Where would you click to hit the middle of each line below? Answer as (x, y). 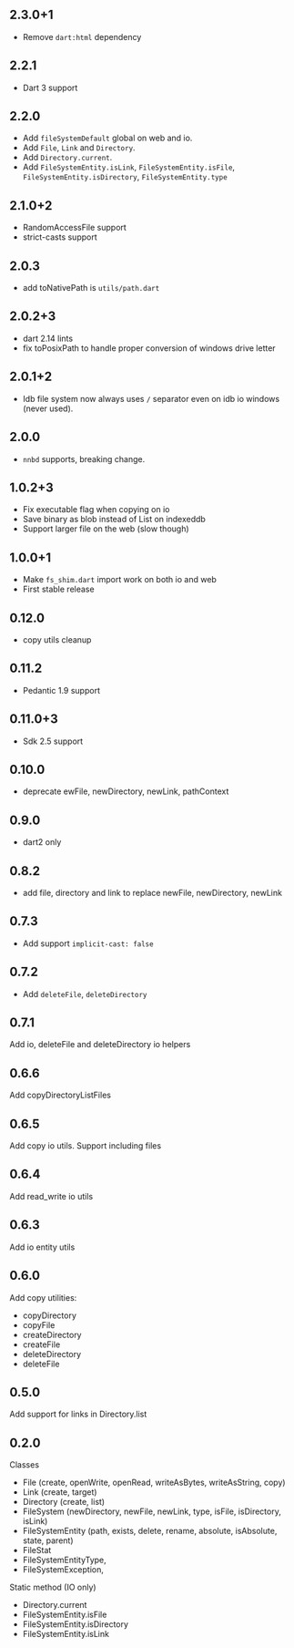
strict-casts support (60, 237)
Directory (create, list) (64, 1502)
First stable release (58, 589)
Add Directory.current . (67, 158)
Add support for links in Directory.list (78, 1414)
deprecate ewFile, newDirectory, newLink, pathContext (126, 791)
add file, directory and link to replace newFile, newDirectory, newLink (152, 893)
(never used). (48, 408)
